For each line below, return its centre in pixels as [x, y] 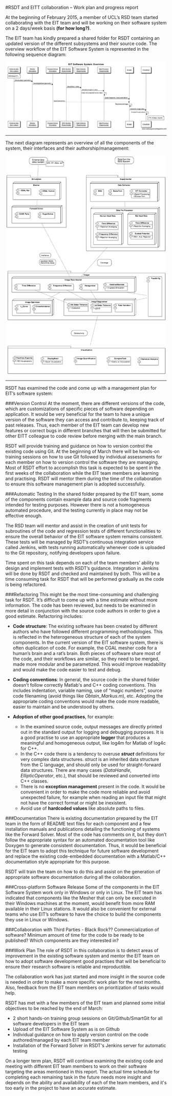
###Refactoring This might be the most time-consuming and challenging [82, 594]
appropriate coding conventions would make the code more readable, [86, 701]
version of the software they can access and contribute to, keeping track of [85, 419]
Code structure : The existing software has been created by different [85, 626]
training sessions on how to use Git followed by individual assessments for [84, 457]
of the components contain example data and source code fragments [79, 499]
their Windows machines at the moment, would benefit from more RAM [80, 903]
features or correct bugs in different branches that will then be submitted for [86, 430]
